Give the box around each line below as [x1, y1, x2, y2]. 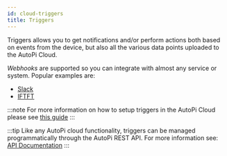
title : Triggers [7, 17, 54, 24]
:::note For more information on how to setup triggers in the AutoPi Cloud [7, 105, 216, 114]
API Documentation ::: [7, 141, 69, 149]
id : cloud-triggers [7, 10, 64, 17]
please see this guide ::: [7, 112, 75, 121]
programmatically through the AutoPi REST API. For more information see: [7, 133, 219, 142]
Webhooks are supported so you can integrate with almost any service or [7, 64, 217, 72]
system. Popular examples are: [7, 71, 96, 80]
